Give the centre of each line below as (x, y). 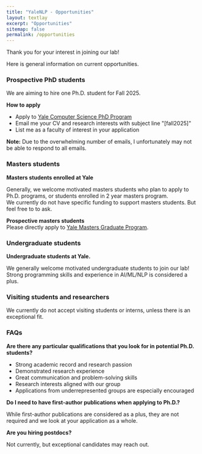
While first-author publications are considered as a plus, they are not (92, 414)
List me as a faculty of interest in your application (77, 130)
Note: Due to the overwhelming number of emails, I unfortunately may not (99, 142)
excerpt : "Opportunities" (39, 23)
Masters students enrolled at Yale (50, 177)
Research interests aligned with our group (68, 384)
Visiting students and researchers (58, 297)
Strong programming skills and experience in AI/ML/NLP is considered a (97, 275)
